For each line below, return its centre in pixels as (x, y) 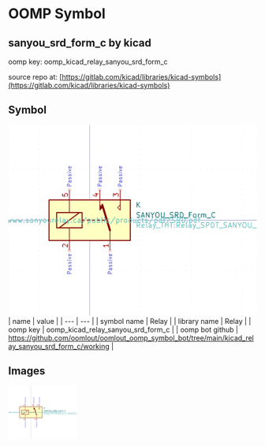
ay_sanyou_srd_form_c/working (59, 347)
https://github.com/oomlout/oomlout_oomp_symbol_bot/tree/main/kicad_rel (131, 338)
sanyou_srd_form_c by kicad (80, 43)
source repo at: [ (35, 77)
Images (27, 371)
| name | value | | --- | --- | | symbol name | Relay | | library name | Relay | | (130, 321)
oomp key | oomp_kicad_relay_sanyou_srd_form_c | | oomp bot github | (123, 330)
